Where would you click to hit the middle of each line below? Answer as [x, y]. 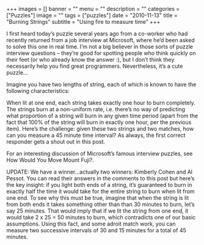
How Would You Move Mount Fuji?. [50, 160]
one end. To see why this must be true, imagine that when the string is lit [98, 198]
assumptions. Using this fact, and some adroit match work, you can [91, 224]
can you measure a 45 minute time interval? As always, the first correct [96, 135]
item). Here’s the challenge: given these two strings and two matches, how [100, 129]
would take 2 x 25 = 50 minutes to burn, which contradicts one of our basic [101, 217]
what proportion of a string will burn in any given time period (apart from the [102, 116]
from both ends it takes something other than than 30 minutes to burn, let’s [100, 204]
